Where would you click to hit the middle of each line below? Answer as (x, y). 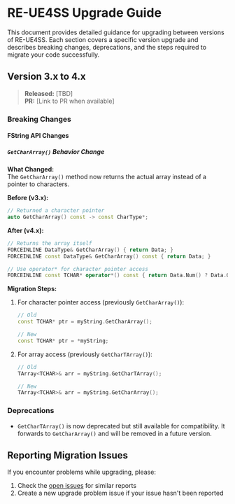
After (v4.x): (26, 230)
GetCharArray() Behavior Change (56, 151)
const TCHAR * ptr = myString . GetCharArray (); (85, 322)
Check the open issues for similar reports (77, 486)
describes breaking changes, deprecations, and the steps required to (107, 47)
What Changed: (31, 169)
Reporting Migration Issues (67, 455)
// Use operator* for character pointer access (78, 269)
